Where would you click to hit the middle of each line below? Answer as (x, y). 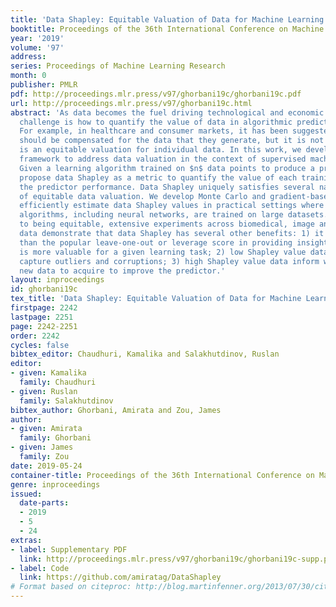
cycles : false (40, 345)
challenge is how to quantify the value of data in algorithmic (156, 122)
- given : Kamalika (48, 373)
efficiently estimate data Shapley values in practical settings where (172, 206)
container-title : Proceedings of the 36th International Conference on (162, 475)
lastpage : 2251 (42, 317)
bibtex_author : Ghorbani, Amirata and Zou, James (116, 410)
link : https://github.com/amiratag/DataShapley (120, 577)
